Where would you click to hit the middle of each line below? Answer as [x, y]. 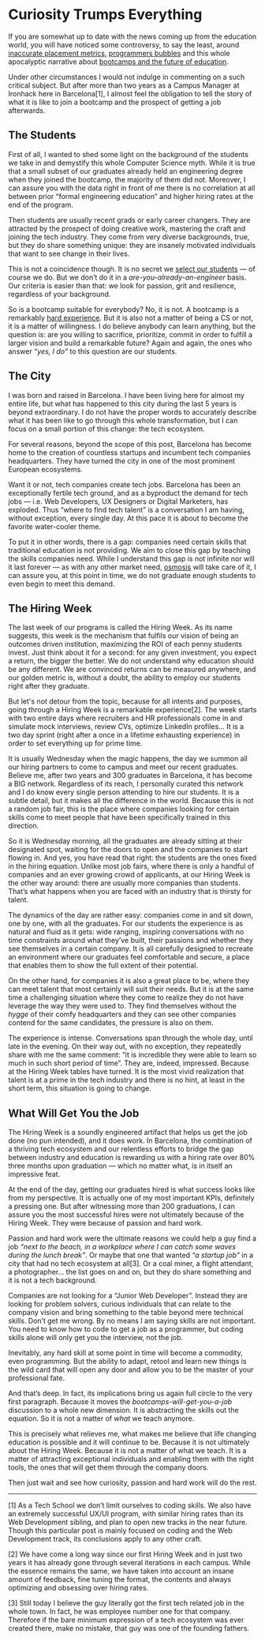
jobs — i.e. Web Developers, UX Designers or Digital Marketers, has [118, 501]
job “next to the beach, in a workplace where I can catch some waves [122, 1247]
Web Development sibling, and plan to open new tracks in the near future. [128, 1523]
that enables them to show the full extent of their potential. [103, 966]
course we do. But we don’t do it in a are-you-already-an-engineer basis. [127, 277]
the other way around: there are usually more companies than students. [124, 883]
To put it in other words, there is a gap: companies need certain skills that [127, 542]
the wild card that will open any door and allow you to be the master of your [131, 1370]
